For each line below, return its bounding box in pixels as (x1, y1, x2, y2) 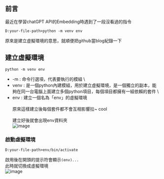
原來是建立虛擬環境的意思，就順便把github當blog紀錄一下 (5, 37, 122, 43)
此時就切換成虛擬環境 (5, 163, 48, 169)
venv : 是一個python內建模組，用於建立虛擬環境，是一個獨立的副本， (12, 82, 153, 88)
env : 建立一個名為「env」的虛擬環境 (12, 94, 87, 100)
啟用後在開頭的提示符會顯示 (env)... (5, 156, 79, 162)
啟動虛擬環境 (5, 136, 36, 143)
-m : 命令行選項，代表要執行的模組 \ (12, 76, 85, 82)
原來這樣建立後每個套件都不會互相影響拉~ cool (12, 106, 107, 112)
